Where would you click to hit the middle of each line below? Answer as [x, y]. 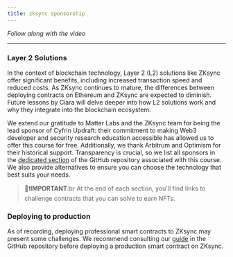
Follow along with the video [46, 33]
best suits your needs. [39, 175]
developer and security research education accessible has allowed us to [111, 138]
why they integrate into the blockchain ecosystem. [79, 109]
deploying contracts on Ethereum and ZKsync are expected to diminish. [110, 95]
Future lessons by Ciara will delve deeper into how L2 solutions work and [112, 102]
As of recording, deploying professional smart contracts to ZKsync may [109, 231]
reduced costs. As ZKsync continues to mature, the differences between [111, 87]
